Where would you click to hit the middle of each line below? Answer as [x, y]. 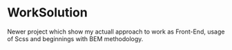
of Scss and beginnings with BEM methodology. [75, 38]
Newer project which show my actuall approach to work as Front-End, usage [116, 32]
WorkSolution [47, 13]
